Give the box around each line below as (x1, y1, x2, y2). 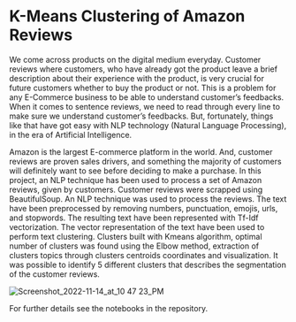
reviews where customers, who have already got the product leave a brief (9, 64, 278, 74)
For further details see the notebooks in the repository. (9, 303, 209, 313)
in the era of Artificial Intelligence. (9, 129, 133, 140)
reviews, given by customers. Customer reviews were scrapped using (9, 184, 263, 195)
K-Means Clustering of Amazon (9, 6, 246, 27)
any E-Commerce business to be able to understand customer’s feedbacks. (9, 91, 285, 103)
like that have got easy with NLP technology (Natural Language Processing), (9, 119, 287, 130)
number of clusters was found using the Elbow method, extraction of (9, 241, 259, 251)
